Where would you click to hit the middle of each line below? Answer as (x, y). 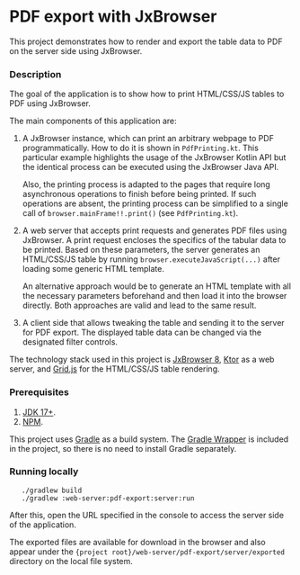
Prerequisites (39, 392)
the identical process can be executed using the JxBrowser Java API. (150, 167)
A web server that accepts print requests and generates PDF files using (154, 230)
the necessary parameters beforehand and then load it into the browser (154, 296)
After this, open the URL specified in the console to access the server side (147, 515)
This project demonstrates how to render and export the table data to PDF (146, 41)
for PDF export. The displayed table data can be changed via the (142, 332)
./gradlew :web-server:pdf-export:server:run (108, 498)
